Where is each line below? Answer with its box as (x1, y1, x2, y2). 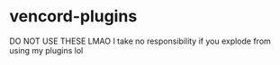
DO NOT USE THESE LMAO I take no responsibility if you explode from (9, 36, 272, 46)
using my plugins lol (9, 45, 84, 55)
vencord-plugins (9, 6, 138, 27)
